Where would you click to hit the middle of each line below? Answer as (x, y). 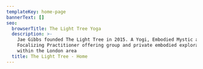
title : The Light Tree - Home (50, 56)
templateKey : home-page (36, 12)
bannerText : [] (25, 17)
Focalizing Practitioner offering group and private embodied (97, 46)
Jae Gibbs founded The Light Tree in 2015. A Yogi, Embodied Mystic (105, 40)
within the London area (47, 51)
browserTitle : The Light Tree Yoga (56, 28)
